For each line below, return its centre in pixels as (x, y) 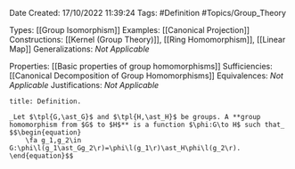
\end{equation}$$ (41, 156)
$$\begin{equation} (45, 133)
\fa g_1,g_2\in (53, 141)
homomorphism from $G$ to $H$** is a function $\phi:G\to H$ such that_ (147, 125)
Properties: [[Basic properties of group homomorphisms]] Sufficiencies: (141, 66)
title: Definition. (45, 101)
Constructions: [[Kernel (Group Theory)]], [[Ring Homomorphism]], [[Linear (147, 40)
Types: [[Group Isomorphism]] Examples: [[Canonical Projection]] (130, 30)
